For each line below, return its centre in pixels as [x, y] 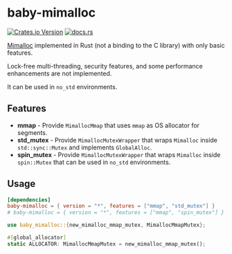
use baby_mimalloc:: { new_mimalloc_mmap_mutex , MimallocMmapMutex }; [107, 225]
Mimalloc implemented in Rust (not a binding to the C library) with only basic [116, 45]
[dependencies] [29, 200]
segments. [32, 132]
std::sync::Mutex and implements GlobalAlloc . [84, 147]
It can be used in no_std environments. [62, 87]
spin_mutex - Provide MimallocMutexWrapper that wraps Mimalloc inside [119, 154]
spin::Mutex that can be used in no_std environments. [94, 162]
